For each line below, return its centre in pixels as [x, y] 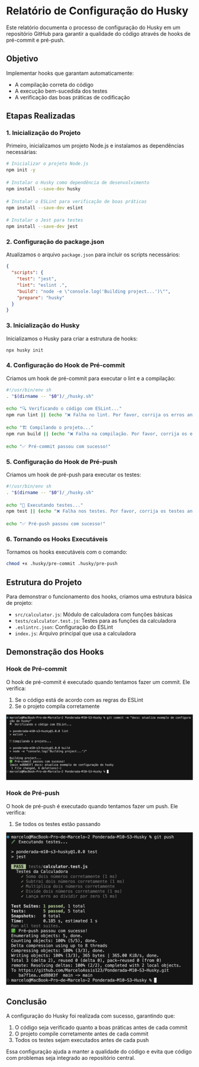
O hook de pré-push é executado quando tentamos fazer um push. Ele [92, 806]
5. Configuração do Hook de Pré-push [62, 462]
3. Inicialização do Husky [43, 325]
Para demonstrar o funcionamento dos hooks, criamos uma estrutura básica [99, 597]
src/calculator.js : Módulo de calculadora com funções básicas [94, 614]
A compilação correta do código [54, 84]
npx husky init [25, 350]
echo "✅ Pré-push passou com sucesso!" [56, 524]
